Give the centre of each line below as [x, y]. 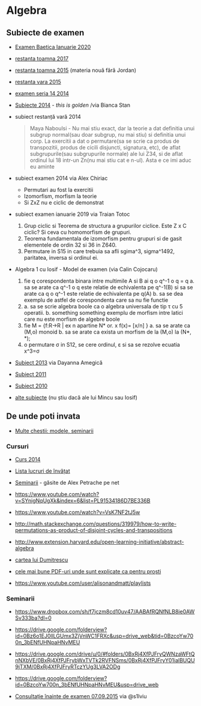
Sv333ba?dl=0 [33, 618]
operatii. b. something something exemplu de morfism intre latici [103, 313]
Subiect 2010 [31, 386]
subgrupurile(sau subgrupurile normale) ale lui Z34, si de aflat [106, 154]
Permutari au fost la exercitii [58, 190]
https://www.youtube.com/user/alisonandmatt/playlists [83, 583]
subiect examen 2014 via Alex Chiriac [61, 178]
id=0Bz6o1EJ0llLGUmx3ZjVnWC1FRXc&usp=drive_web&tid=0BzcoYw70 [104, 636]
